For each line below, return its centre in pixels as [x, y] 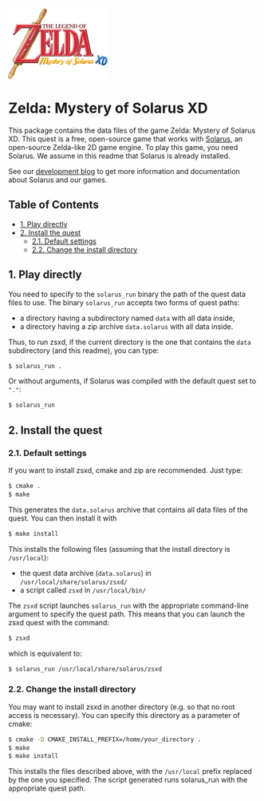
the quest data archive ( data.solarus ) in [85, 573]
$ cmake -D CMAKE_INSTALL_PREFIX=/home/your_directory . [105, 740]
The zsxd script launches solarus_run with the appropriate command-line [128, 605]
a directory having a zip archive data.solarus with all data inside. [126, 326]
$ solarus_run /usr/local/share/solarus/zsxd [85, 669]
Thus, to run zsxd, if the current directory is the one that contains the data [130, 342]
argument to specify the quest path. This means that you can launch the [127, 614]
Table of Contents [54, 205]
